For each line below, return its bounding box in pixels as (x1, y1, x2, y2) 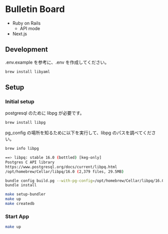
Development (5, 45, 48, 54)
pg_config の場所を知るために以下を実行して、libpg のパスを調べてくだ (5, 130, 151, 136)
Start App (5, 213, 29, 220)
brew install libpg (5, 120, 46, 125)
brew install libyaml (5, 69, 50, 74)
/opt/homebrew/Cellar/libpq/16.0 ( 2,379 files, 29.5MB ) (5, 169, 124, 174)
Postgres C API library (5, 159, 55, 165)
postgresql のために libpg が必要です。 (5, 110, 84, 116)
